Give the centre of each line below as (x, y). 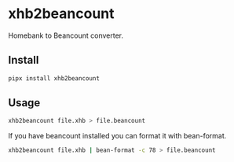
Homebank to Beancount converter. (66, 35)
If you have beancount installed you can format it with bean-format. (117, 136)
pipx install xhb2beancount (54, 78)
